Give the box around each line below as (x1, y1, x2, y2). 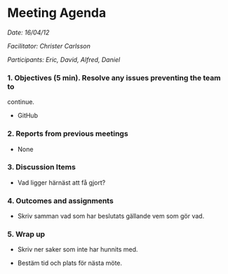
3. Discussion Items (7, 162, 76, 172)
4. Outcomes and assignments (7, 195, 114, 205)
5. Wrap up (7, 230, 46, 240)
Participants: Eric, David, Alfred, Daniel (7, 55, 121, 64)
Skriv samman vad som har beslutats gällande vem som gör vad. (17, 212, 205, 221)
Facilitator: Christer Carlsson (7, 41, 91, 50)
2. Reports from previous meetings (7, 129, 128, 138)
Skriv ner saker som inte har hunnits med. (17, 245, 138, 254)
